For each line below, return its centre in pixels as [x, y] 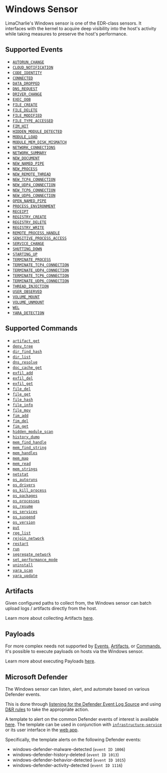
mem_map [20, 458]
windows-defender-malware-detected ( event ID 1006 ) [69, 749]
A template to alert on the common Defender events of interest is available [82, 719]
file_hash [23, 400]
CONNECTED [23, 78]
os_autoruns [25, 480]
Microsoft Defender [36, 677]
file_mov [22, 410]
